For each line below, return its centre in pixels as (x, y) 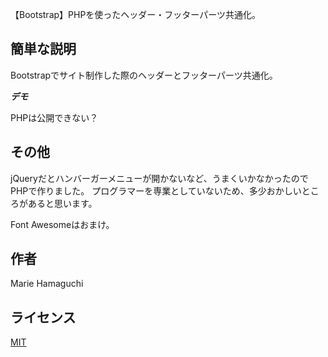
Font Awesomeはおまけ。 (62, 224)
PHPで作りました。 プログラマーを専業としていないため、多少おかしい (156, 190)
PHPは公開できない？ (54, 117)
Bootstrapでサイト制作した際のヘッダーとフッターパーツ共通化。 (144, 75)
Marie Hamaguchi (47, 284)
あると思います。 (62, 203)
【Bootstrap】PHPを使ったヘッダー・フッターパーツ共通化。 (135, 14)
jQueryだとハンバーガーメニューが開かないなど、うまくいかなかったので (159, 178)
